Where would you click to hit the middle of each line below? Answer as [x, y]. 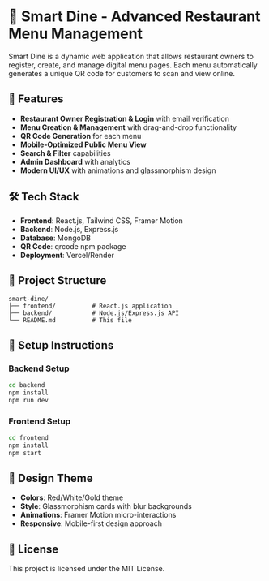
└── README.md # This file [70, 321]
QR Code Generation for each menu [81, 136]
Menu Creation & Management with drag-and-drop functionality [128, 127]
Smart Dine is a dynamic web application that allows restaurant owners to [131, 56]
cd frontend [28, 437]
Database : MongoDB [56, 238]
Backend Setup [39, 368]
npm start [25, 453]
